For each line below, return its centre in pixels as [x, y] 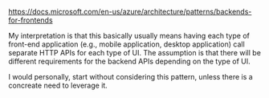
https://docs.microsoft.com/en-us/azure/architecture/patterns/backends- [130, 12]
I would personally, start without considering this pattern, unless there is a [130, 77]
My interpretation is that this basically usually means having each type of [129, 36]
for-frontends [31, 20]
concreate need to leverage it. [58, 85]
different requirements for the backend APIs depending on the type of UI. [129, 61]
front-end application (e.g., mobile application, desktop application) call [126, 44]
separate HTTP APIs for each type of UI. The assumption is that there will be [134, 53]
